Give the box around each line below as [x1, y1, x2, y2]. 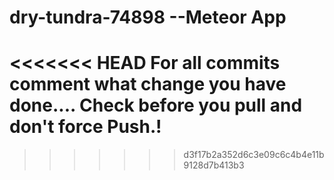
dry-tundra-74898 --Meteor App [9, 6, 287, 29]
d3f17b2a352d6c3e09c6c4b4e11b [183, 149, 325, 161]
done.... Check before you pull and [9, 94, 303, 117]
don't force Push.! [9, 116, 162, 138]
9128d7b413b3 [183, 159, 245, 171]
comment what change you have [9, 73, 287, 96]
